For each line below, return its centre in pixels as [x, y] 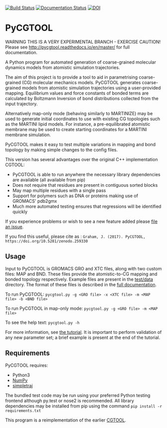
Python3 [21, 375]
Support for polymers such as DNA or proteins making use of [75, 196]
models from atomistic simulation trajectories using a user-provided [91, 88]
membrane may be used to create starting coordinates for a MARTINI [76, 129]
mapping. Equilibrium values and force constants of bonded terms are [77, 93]
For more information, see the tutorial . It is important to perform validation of [83, 332]
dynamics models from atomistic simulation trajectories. [63, 67]
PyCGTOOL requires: [27, 365]
